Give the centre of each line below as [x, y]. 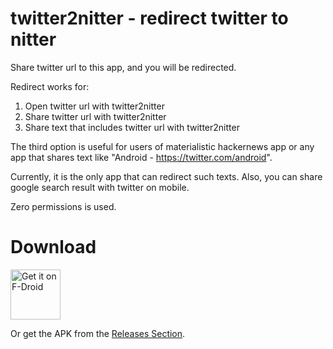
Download [53, 247]
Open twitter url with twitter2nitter [94, 106]
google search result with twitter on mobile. [100, 187]
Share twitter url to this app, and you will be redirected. [123, 67]
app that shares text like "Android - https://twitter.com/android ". [141, 157]
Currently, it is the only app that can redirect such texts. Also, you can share [166, 176]
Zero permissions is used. [63, 206]
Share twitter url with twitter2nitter [95, 116]
